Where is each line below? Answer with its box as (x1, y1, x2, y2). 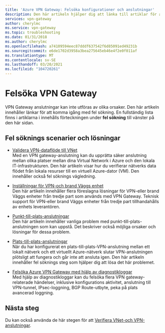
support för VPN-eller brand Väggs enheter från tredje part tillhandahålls (12, 198, 159, 204)
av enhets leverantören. (12, 204, 60, 210)
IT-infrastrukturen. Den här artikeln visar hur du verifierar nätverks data (12, 163, 156, 169)
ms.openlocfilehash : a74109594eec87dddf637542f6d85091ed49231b (5, 44, 137, 49)
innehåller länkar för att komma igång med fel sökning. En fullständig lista (5, 109, 154, 115)
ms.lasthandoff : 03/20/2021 (5, 62, 63, 67)
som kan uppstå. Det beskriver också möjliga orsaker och (39, 223, 156, 229)
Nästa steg (5, 304, 39, 312)
